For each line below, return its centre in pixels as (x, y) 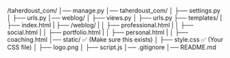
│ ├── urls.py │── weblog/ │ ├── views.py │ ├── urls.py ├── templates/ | (115, 18)
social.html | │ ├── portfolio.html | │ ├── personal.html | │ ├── (98, 32)
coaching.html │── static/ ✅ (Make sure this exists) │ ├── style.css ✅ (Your (115, 40)
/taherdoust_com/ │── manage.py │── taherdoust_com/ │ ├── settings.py (114, 11)
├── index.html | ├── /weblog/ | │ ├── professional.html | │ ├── (101, 25)
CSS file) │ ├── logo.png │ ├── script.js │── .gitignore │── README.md (112, 47)
